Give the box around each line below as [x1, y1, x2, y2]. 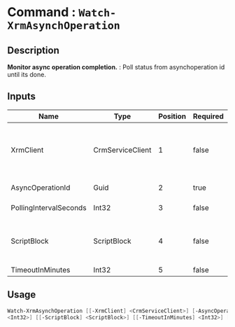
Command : [7, 4, 76, 20]
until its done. [7, 71, 47, 78]
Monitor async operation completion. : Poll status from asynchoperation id [7, 63, 225, 71]
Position [158, 111, 187, 121]
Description [7, 44, 59, 56]
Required [192, 111, 224, 121]
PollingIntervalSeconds [10, 202, 87, 212]
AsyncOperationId [10, 183, 71, 193]
